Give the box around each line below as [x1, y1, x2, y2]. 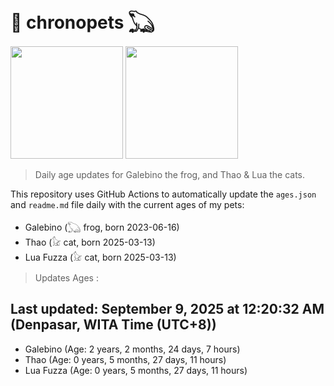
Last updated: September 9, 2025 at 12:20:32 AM [10, 301, 325, 318]
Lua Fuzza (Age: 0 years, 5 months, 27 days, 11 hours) [24, 364, 248, 376]
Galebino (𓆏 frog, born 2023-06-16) [24, 221, 180, 233]
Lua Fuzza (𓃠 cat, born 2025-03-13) [24, 251, 177, 263]
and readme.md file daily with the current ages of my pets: [10, 198, 245, 210]
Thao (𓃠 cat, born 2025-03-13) [24, 236, 156, 248]
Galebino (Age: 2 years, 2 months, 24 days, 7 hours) [24, 343, 241, 355]
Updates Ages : [34, 271, 99, 284]
